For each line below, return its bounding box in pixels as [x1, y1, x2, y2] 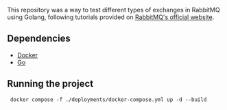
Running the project [7, 78, 94, 90]
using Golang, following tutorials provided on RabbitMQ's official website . [7, 13, 215, 21]
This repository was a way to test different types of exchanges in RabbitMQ [7, 6, 221, 14]
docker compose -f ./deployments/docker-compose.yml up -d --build [10, 96, 207, 103]
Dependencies [7, 33, 71, 44]
